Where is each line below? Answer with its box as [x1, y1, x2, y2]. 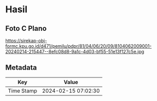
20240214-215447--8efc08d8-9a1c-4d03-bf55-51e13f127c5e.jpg [5, 49, 145, 54]
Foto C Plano [5, 24, 47, 33]
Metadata [5, 63, 37, 72]
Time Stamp [8, 87, 38, 94]
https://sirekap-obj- [5, 37, 47, 44]
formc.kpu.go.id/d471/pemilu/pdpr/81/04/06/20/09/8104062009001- [5, 43, 152, 49]
